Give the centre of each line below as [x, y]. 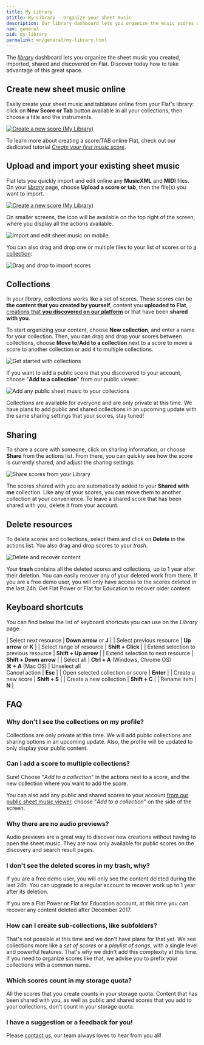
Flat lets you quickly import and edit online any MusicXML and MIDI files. [98, 180]
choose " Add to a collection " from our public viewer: [73, 380]
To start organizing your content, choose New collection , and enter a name [101, 330]
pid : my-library [27, 35]
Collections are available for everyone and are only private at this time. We [99, 403]
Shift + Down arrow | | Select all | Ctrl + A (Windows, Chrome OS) [89, 659]
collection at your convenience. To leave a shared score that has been [94, 499]
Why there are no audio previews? [58, 823]
